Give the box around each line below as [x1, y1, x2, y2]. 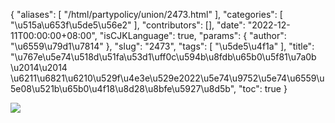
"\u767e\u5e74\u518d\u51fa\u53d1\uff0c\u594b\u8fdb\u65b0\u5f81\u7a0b [10, 51, 317, 63]
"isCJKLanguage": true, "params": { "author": [99, 30, 287, 41]
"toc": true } [238, 83, 288, 94]
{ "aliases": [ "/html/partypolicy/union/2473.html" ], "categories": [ [10, 9, 283, 20]
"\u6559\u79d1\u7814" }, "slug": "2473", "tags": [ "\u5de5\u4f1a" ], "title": [10, 40, 315, 52]
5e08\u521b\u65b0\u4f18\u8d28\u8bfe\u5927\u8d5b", [10, 83, 237, 94]
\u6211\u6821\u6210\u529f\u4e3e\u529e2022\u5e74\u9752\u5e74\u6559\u [10, 72, 325, 84]
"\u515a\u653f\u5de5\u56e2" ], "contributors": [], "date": [10, 19, 246, 31]
